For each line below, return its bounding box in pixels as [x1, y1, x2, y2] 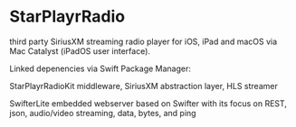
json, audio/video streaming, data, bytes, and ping [9, 107, 196, 118]
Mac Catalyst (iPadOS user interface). [9, 45, 151, 56]
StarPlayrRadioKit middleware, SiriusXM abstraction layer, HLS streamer [9, 80, 278, 91]
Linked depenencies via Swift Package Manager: [9, 63, 192, 74]
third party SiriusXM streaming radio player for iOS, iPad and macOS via [9, 36, 278, 47]
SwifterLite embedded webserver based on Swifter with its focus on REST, [9, 97, 288, 109]
